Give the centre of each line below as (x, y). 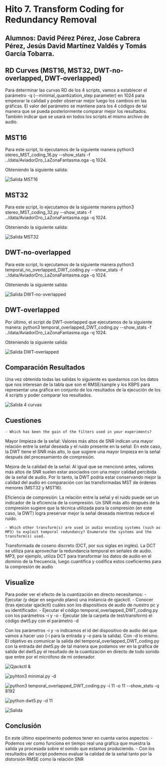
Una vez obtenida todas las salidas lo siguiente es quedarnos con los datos (82, 380)
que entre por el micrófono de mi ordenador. (50, 657)
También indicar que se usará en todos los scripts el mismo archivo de (77, 117)
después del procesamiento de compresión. (50, 457)
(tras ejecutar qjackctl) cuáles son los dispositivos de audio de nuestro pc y (82, 605)
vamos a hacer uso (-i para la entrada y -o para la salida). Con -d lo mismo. (82, 636)
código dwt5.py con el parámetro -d (42, 621)
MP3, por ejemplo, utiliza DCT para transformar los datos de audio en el (78, 556)
